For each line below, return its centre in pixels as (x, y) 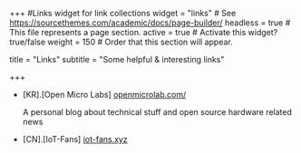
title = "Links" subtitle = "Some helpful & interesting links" (117, 59)
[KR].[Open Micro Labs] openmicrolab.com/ (104, 95)
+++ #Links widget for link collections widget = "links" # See (123, 13)
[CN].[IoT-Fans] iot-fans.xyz (75, 139)
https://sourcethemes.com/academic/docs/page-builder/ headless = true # (150, 23)
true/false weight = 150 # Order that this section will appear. (121, 42)
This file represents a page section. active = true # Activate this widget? (144, 32)
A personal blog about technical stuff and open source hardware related (157, 112)
